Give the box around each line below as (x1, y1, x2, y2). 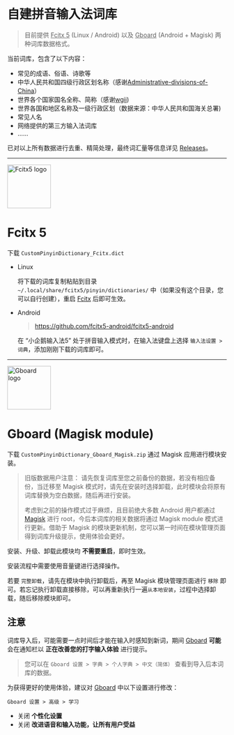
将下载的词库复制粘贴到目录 (17, 277, 97, 285)
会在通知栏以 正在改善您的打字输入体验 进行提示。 (7, 644, 151, 653)
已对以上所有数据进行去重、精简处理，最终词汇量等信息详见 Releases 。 (7, 144, 212, 152)
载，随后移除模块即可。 (7, 593, 75, 602)
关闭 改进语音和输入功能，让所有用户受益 (17, 720, 136, 729)
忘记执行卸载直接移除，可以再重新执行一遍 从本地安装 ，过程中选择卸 (25, 585, 217, 593)
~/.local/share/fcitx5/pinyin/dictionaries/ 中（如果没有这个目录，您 (17, 285, 224, 294)
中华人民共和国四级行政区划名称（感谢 (17, 77, 127, 86)
